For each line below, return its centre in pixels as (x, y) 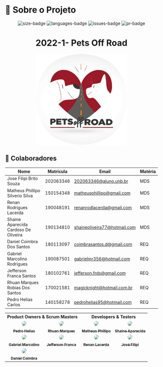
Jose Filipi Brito (22, 179)
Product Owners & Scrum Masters (42, 317)
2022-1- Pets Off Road (81, 43)
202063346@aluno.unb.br (101, 181)
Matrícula (58, 171)
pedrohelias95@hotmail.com (103, 302)
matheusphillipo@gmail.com (102, 193)
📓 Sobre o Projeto (41, 10)
